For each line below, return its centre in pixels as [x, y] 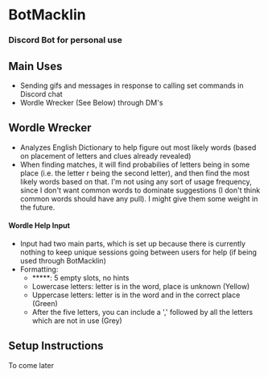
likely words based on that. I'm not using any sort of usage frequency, [136, 181]
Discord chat [41, 93]
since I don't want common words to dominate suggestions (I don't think [140, 190]
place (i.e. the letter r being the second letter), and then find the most [134, 173]
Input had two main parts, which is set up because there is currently [133, 243]
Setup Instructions [56, 346]
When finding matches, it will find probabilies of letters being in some [135, 164]
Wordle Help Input [39, 226]
